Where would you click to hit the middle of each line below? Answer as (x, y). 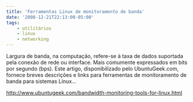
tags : (13, 23)
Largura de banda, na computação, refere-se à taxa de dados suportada (95, 56)
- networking (33, 39)
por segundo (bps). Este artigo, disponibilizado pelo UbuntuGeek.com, (93, 68)
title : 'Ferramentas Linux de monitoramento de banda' (75, 12)
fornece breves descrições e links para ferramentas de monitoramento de (96, 75)
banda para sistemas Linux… (41, 81)
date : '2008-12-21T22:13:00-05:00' (50, 17)
